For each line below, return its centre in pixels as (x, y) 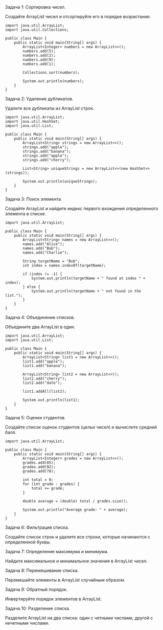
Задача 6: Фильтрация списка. (37, 527)
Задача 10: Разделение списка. (38, 608)
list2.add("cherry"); (45, 379)
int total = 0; (38, 480)
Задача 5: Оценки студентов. (35, 417)
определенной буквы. (28, 542)
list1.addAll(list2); (45, 391)
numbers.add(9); (39, 60)
